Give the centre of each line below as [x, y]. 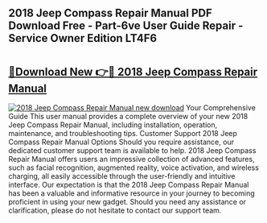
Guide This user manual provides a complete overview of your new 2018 [128, 116]
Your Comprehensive [221, 107]
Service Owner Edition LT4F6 [83, 38]
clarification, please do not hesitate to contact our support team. [115, 210]
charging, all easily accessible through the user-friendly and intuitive [122, 176]
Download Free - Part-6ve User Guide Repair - [126, 26]
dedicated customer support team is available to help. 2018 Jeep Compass [132, 151]
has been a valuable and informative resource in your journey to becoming [131, 193]
